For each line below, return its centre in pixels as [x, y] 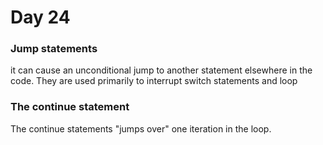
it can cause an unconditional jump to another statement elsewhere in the [161, 70]
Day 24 [40, 17]
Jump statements [54, 49]
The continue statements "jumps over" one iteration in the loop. [141, 128]
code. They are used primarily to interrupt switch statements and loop [154, 81]
